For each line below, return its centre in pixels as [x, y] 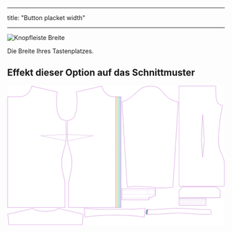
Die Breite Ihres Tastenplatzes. [51, 51]
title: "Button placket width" [46, 18]
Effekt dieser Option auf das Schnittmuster [101, 73]
